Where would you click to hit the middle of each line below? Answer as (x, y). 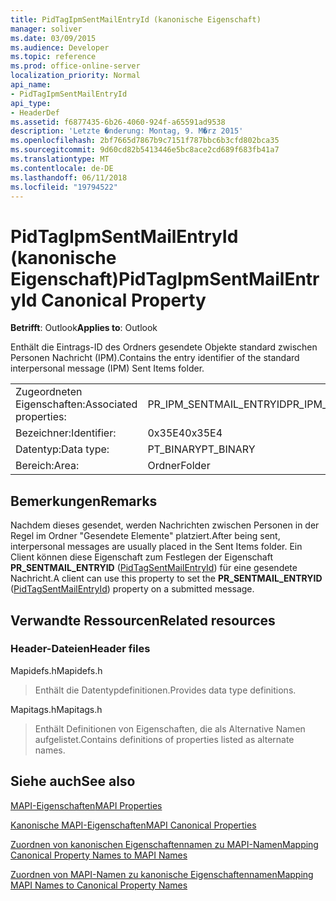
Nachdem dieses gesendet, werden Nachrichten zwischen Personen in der (165, 525)
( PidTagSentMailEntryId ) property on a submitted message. (132, 589)
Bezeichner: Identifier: (66, 433)
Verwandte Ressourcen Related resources (143, 620)
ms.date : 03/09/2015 (53, 38)
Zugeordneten (49, 392)
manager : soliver (46, 29)
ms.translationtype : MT (60, 159)
